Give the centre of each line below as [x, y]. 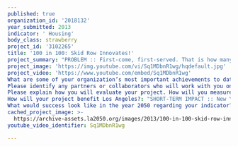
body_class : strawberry [42, 40]
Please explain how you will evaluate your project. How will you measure [120, 92]
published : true [31, 14]
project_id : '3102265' [41, 47]
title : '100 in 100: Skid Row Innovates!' [71, 54]
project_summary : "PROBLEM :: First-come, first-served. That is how [112, 60]
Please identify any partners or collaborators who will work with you [115, 86]
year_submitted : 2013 [39, 27]
